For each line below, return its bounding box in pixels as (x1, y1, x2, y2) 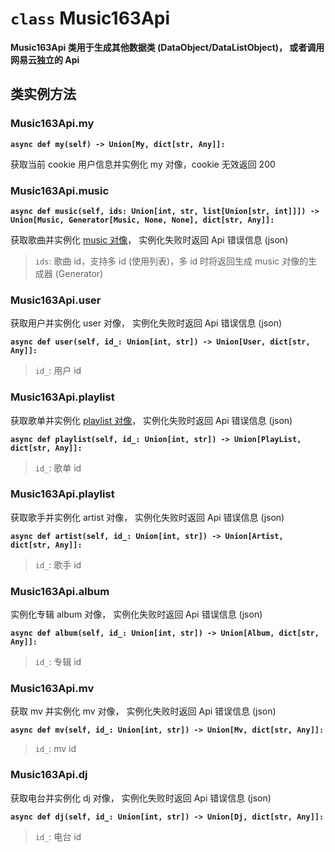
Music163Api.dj (10, 768, 88, 782)
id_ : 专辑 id (34, 656, 82, 668)
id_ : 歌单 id (34, 462, 82, 474)
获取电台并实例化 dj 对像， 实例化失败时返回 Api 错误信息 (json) (10, 792, 272, 804)
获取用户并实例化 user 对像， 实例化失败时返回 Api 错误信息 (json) (10, 317, 283, 329)
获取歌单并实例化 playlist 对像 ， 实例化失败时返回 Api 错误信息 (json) (10, 414, 293, 426)
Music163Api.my (10, 117, 95, 131)
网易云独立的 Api (10, 53, 80, 66)
